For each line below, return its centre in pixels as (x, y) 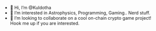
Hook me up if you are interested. (45, 23)
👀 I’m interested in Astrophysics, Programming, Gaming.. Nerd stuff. (80, 13)
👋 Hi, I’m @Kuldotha (30, 8)
